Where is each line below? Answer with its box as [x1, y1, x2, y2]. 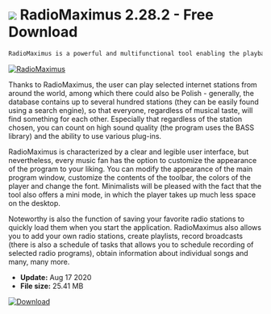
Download [8, 23, 78, 41]
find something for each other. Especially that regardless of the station [8, 114, 243, 124]
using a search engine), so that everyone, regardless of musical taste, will [8, 105, 253, 115]
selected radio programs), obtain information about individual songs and [8, 248, 248, 257]
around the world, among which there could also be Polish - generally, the [8, 88, 254, 98]
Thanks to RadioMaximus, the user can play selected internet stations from [8, 79, 258, 90]
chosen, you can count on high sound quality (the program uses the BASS [8, 123, 255, 132]
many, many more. [8, 257, 70, 266]
